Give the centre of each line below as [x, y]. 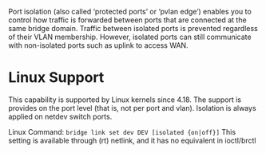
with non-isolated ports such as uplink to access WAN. [99, 45]
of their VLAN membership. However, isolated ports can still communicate [130, 37]
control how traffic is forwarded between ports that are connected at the [127, 20]
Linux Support [56, 78]
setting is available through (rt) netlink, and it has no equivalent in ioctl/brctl [132, 140]
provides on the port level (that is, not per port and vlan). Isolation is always [133, 108]
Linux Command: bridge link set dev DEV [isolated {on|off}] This [122, 131]
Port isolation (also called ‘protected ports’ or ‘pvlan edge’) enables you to [130, 12]
